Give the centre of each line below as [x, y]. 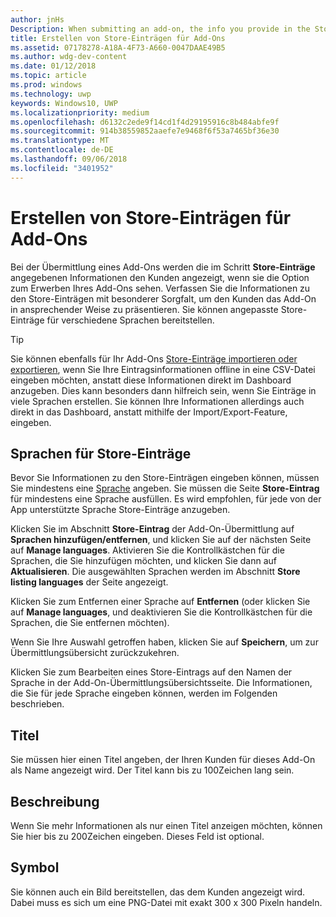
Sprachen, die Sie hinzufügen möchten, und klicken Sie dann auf [144, 561]
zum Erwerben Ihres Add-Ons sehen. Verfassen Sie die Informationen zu [160, 288]
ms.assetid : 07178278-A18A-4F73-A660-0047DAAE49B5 [118, 47]
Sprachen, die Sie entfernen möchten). [90, 623]
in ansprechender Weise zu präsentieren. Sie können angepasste [144, 309]
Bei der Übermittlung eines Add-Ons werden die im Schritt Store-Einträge [163, 267]
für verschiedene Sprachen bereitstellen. [130, 320]
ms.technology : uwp [51, 94]
